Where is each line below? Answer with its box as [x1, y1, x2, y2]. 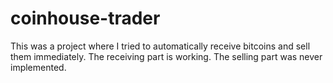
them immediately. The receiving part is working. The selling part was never [10, 50, 323, 62]
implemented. [10, 61, 67, 73]
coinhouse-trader [10, 7, 161, 30]
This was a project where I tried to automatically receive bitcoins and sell [10, 40, 311, 52]
